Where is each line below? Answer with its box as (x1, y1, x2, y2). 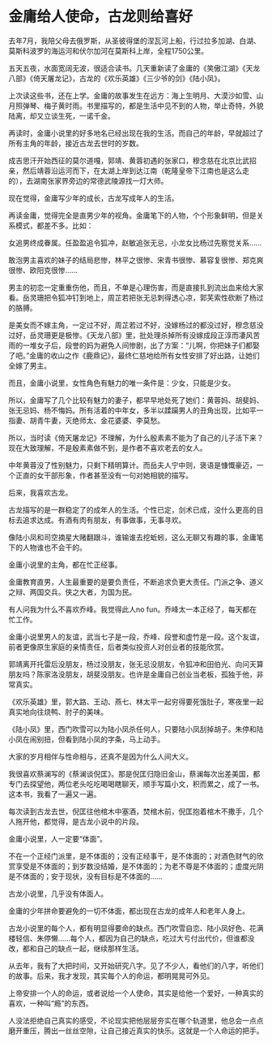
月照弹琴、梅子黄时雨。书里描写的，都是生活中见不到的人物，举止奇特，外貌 (8, 101, 264, 110)
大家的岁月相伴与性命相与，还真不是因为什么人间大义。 (8, 751, 193, 761)
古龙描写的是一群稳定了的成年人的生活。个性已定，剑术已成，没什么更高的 (8, 504, 257, 514)
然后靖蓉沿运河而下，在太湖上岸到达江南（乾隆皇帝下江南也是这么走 (22, 166, 249, 175)
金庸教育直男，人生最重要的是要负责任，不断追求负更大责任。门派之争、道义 (8, 577, 264, 586)
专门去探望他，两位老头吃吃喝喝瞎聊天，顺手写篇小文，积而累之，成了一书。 (8, 779, 264, 789)
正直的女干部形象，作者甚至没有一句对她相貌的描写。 (15, 470, 193, 480)
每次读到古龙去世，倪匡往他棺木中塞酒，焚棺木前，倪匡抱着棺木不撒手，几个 (8, 806, 264, 816)
